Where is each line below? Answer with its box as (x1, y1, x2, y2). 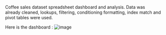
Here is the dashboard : (5, 24, 54, 30)
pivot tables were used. (5, 15, 53, 20)
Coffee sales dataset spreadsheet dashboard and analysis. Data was (5, 4, 145, 10)
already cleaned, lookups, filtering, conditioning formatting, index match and (5, 9, 161, 15)
